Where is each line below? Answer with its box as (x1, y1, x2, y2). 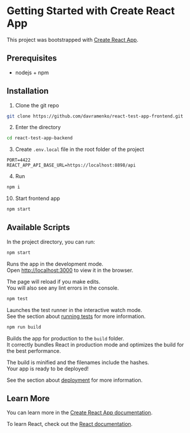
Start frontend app (15, 195, 61, 202)
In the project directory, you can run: (6, 238, 95, 245)
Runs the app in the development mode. (6, 260, 104, 267)
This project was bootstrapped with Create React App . (6, 36, 139, 43)
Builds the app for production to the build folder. (6, 334, 125, 342)
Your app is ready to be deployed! (6, 365, 89, 372)
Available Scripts (6, 222, 70, 232)
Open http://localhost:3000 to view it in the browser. (6, 267, 134, 274)
